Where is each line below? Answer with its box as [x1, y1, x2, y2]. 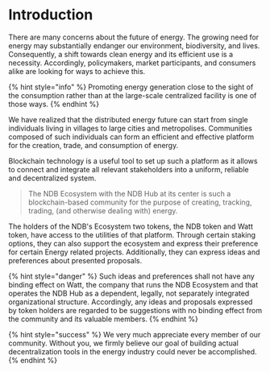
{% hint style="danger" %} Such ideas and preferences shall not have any [8, 271, 255, 281]
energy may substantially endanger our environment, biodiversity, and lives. [8, 40, 260, 50]
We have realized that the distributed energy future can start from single [8, 114, 248, 124]
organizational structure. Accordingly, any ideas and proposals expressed [8, 296, 253, 307]
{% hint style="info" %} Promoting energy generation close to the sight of [8, 82, 254, 92]
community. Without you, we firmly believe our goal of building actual [8, 338, 239, 348]
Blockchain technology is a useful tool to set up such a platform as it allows [8, 155, 258, 166]
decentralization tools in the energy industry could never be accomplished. [8, 346, 257, 356]
